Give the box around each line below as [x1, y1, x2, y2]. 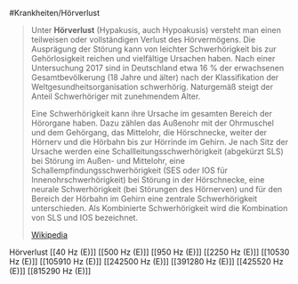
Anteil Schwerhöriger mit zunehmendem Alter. [30, 91, 201, 101]
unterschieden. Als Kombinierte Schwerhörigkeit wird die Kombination [30, 203, 288, 213]
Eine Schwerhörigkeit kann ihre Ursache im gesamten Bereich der [30, 109, 273, 118]
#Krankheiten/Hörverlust [9, 8, 101, 18]
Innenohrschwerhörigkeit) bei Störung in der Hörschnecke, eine [30, 174, 265, 185]
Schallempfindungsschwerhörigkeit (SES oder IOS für [30, 165, 229, 175]
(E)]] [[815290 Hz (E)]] [9, 266, 92, 276]
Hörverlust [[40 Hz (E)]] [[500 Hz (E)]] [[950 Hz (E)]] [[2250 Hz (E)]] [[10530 [9, 247, 290, 257]
